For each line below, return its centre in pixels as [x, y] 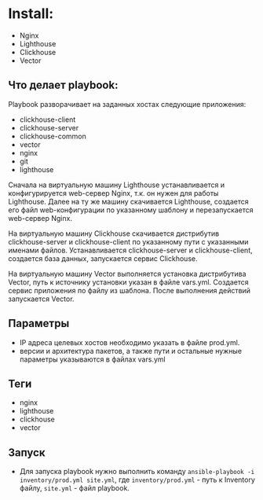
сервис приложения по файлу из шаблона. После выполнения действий [130, 290]
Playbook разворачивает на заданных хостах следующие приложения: [127, 104]
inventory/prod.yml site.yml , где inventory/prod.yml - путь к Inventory [137, 480]
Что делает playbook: [63, 85]
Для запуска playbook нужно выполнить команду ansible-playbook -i [137, 472]
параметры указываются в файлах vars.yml [93, 359]
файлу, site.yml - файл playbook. [74, 488]
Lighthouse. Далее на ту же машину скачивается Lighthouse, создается [128, 201]
